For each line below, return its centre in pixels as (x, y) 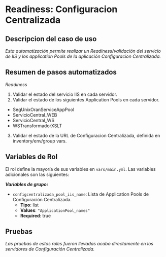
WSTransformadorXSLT (37, 126)
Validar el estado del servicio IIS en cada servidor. (65, 94)
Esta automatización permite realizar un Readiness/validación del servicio (83, 51)
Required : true (36, 215)
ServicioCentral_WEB (35, 115)
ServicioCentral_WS (34, 120)
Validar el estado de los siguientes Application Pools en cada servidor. (86, 99)
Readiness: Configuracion (61, 9)
